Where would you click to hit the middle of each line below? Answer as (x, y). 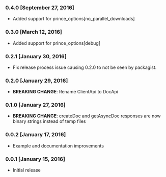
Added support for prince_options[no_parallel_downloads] (74, 19)
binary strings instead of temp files (49, 121)
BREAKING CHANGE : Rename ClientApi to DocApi (65, 92)
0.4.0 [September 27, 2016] (40, 8)
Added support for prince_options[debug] (57, 43)
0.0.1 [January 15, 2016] (35, 159)
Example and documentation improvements (58, 146)
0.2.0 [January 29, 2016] (37, 81)
